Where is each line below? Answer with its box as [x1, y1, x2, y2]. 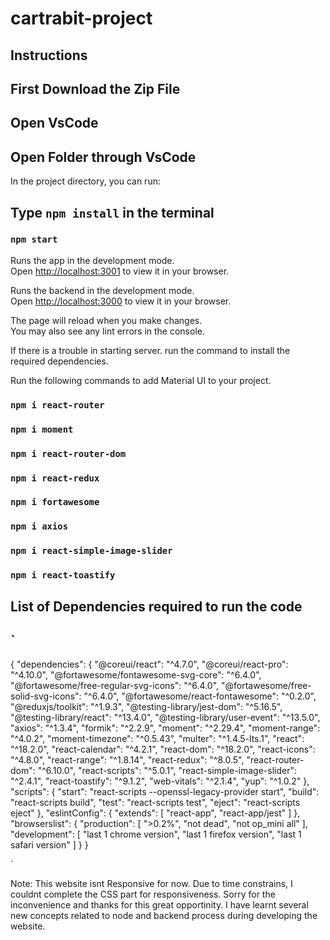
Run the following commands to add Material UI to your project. [10, 374, 272, 386]
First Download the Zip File [10, 80, 181, 97]
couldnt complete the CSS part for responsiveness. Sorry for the [10, 888, 276, 901]
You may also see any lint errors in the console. [10, 325, 205, 337]
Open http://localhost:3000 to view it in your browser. [10, 295, 232, 307]
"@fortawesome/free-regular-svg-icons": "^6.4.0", [10, 680, 220, 692]
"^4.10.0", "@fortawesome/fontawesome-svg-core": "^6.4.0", [10, 669, 262, 681]
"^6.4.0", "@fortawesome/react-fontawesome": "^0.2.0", [83, 690, 317, 702]
